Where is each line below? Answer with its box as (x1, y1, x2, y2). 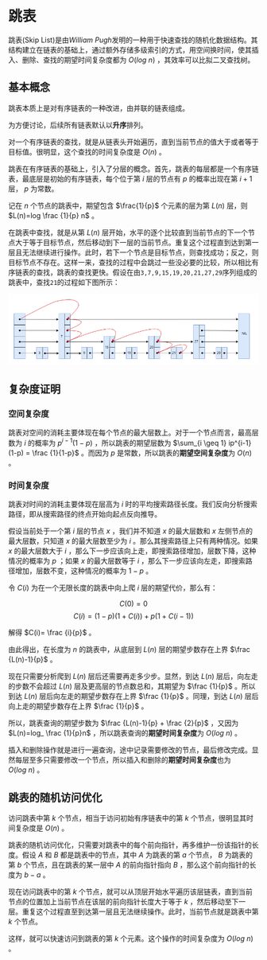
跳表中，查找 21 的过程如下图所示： (8, 277, 121, 287)
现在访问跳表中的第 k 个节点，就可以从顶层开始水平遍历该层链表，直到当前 (8, 887, 253, 896)
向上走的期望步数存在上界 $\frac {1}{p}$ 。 (8, 701, 149, 711)
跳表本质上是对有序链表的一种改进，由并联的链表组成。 (8, 103, 189, 112)
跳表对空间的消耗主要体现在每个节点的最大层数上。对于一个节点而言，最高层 (8, 427, 259, 438)
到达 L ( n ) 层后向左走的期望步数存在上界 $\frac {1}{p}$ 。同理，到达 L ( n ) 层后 (8, 692, 259, 701)
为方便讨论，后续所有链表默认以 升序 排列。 (8, 120, 148, 130)
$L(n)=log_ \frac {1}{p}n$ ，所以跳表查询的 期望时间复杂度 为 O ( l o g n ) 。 (8, 728, 242, 738)
